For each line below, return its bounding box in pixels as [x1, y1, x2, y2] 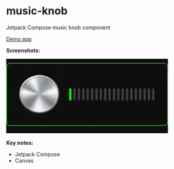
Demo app [6, 35, 32, 42]
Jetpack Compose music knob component [6, 24, 111, 31]
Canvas [14, 157, 34, 164]
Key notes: [6, 139, 34, 146]
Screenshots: [6, 46, 41, 54]
